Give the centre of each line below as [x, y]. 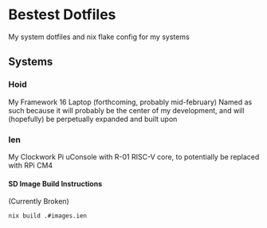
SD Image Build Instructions [55, 183]
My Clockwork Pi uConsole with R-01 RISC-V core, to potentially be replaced [134, 156]
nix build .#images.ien [48, 216]
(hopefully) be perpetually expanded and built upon [93, 119]
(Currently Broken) [39, 202]
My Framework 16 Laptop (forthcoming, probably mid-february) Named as [130, 102]
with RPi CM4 [31, 165]
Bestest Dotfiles [62, 15]
